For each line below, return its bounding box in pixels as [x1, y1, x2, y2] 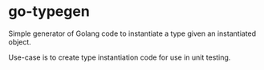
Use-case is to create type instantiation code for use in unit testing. [8, 52, 231, 62]
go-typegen [8, 2, 90, 21]
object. [8, 37, 32, 46]
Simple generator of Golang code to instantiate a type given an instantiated [8, 29, 257, 38]
